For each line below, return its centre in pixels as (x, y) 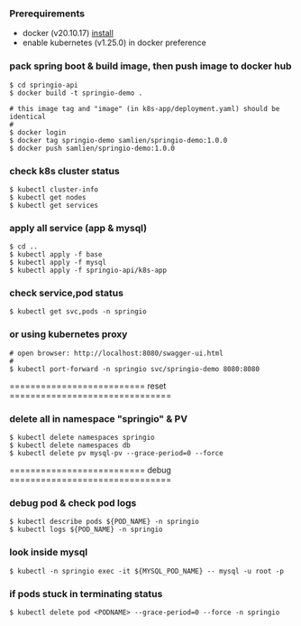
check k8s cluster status (64, 171)
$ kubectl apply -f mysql (58, 263)
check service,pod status (67, 294)
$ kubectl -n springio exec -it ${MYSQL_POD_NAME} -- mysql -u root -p (146, 571)
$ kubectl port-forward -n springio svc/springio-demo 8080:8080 (134, 369)
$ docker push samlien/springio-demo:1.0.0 (92, 148)
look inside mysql (49, 552)
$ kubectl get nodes (48, 197)
